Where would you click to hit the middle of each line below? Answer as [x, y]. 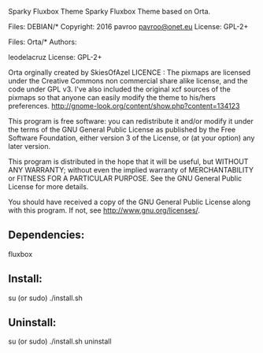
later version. [30, 146]
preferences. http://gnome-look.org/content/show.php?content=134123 [124, 106]
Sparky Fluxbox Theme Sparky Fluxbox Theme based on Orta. [109, 11]
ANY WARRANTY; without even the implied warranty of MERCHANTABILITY [131, 170]
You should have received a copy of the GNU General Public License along [129, 202]
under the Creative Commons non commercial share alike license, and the [128, 81]
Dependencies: [46, 235]
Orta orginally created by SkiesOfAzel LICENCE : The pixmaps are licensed [129, 72]
